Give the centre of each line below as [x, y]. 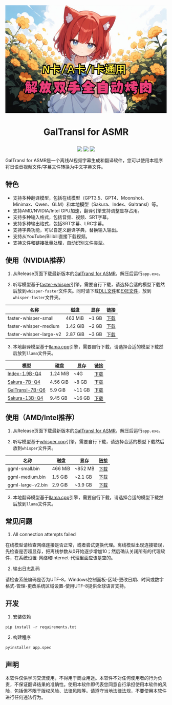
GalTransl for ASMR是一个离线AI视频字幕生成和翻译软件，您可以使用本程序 [84, 160]
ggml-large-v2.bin [27, 485]
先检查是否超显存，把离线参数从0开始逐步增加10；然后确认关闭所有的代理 [83, 551]
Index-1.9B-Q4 [25, 374]
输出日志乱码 [26, 569]
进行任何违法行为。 [26, 697]
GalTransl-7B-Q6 [27, 390]
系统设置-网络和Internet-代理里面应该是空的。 [67, 557]
